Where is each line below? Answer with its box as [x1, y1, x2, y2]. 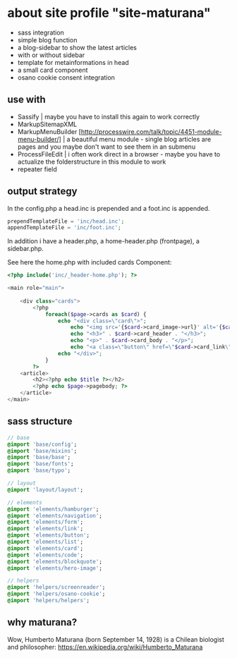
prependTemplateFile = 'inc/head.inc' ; [7, 217, 125, 225]
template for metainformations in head [17, 58, 129, 66]
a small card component [17, 66, 88, 74]
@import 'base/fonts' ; [7, 461, 74, 468]
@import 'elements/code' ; [7, 552, 83, 559]
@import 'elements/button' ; [7, 532, 90, 539]
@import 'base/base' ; [7, 453, 71, 461]
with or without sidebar [17, 51, 85, 59]
